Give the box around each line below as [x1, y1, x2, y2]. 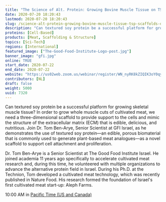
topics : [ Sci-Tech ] [5, 40, 45, 45]
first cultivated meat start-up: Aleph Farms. [5, 182, 93, 188]
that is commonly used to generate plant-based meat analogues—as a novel [5, 135, 161, 141]
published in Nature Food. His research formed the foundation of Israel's [5, 177, 153, 183]
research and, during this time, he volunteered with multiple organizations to [5, 161, 161, 167]
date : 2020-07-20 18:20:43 [5, 12, 61, 17]
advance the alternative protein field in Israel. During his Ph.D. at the [5, 166, 144, 172]
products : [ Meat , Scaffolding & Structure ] [5, 35, 96, 40]
